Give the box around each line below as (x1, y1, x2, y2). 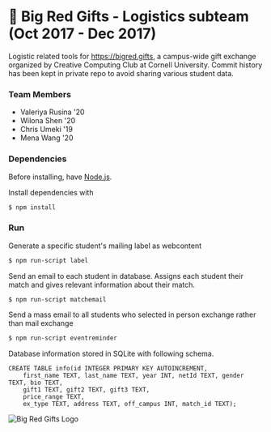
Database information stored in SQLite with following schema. (8, 349, 214, 359)
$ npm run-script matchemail (8, 295, 107, 303)
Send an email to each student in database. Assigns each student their (8, 271, 244, 280)
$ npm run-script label (8, 256, 89, 264)
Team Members (8, 88, 71, 100)
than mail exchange (8, 319, 74, 328)
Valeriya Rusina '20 (19, 107, 85, 117)
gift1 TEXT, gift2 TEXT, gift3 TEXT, (23, 386, 150, 394)
